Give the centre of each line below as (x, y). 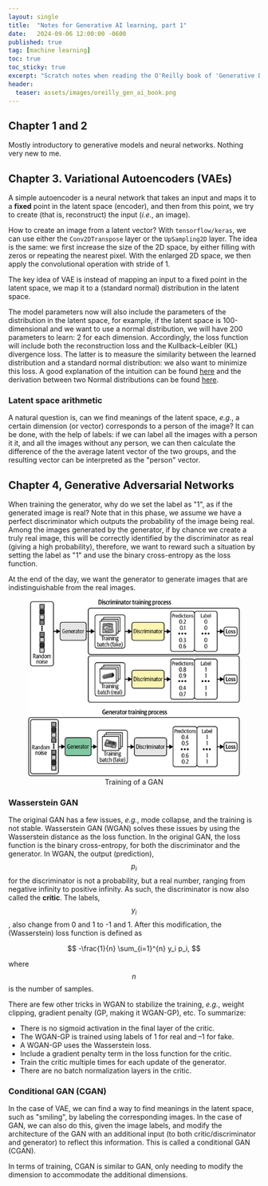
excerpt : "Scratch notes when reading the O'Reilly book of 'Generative (132, 76)
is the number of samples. (51, 988)
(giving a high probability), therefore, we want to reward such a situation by (132, 547)
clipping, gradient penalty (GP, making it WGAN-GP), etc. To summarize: (127, 1012)
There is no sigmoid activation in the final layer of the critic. (117, 1028)
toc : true (25, 59)
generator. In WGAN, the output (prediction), (81, 853)
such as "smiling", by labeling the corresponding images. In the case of (125, 1117)
